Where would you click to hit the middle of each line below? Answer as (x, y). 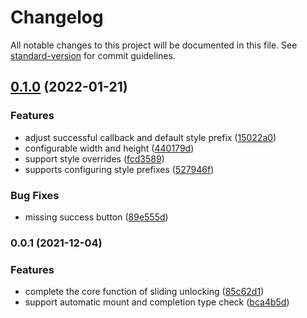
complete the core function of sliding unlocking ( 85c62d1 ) (144, 292)
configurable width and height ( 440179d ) (109, 148)
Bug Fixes (35, 195)
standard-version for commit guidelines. (93, 55)
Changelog (57, 17)
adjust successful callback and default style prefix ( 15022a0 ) (150, 137)
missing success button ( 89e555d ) (96, 217)
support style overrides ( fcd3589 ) (94, 158)
